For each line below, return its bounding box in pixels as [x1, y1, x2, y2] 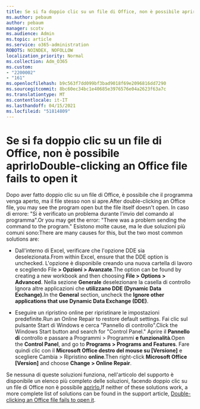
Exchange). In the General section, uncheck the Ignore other [14, 291, 165, 298]
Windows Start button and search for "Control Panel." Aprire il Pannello [14, 328, 190, 335]
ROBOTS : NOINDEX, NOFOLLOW [6, 48, 73, 54]
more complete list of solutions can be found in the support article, [6, 390, 170, 397]
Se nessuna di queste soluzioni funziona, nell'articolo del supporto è [6, 371, 174, 378]
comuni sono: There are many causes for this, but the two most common [6, 229, 183, 237]
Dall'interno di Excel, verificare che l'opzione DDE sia [14, 247, 145, 254]
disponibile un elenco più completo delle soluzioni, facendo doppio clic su [6, 377, 187, 385]
